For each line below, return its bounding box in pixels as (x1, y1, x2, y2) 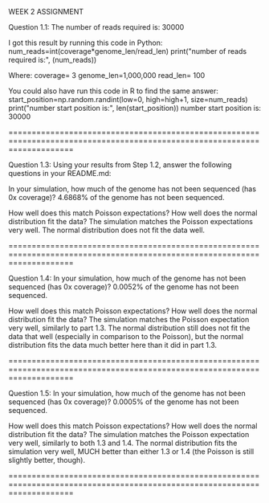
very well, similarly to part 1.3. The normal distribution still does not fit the (8, 323, 251, 333)
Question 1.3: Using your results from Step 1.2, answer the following (8, 160, 232, 170)
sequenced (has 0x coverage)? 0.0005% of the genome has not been (8, 397, 239, 407)
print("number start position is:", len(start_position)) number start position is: (8, 104, 262, 112)
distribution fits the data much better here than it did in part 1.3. (8, 341, 218, 350)
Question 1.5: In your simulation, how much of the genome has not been (8, 389, 247, 398)
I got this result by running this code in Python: (8, 38, 163, 47)
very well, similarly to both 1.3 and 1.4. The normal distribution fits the (8, 438, 238, 448)
